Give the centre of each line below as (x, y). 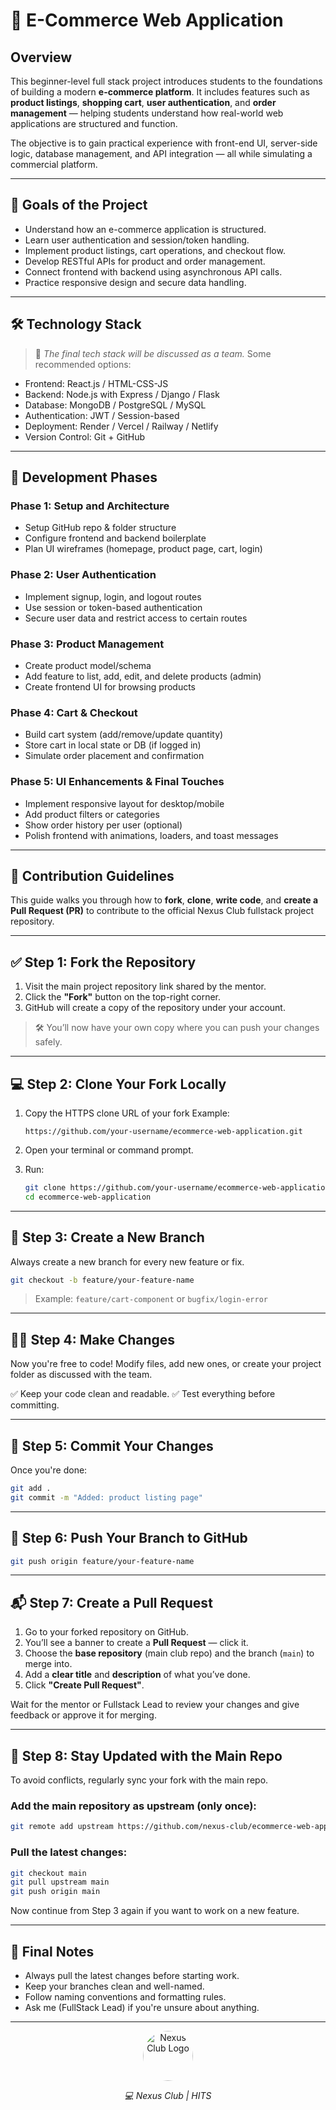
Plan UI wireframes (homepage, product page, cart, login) (143, 549)
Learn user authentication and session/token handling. (137, 240)
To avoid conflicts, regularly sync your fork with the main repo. (139, 1780)
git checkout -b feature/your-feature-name (102, 1280)
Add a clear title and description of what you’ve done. (137, 1675)
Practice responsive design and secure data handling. (135, 282)
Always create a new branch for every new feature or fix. (127, 1261)
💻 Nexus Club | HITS (168, 2095)
